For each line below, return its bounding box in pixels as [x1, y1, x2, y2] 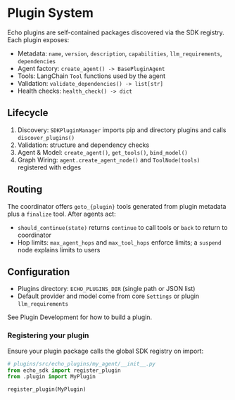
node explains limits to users [17, 245, 101, 254]
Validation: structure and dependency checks [17, 141, 150, 149]
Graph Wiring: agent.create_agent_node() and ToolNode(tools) [17, 155, 201, 164]
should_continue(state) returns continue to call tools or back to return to [17, 223, 228, 231]
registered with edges [17, 163, 82, 172]
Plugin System [7, 5, 94, 21]
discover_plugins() [17, 134, 75, 141]
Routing [7, 183, 43, 195]
